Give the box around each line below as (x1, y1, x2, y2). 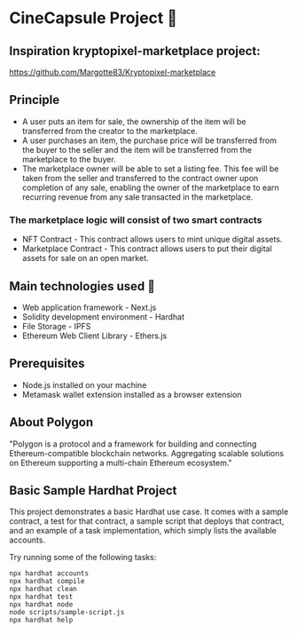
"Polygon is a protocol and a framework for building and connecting (9, 439, 257, 449)
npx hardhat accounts (9, 569, 90, 578)
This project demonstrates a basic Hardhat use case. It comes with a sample (9, 506, 289, 518)
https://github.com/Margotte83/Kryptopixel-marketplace (9, 67, 216, 77)
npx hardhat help (9, 616, 74, 625)
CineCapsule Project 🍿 (9, 8, 178, 28)
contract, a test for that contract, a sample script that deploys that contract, (9, 516, 285, 526)
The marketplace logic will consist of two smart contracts (9, 213, 262, 226)
